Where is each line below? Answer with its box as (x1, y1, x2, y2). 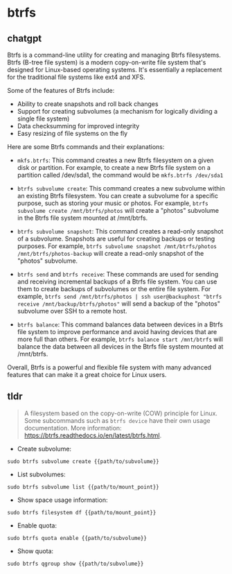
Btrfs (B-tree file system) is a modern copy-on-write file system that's (7, 58, 206, 67)
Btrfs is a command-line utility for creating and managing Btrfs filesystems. (7, 51, 222, 59)
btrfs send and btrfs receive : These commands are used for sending (17, 270, 219, 278)
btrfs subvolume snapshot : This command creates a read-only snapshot (17, 227, 224, 235)
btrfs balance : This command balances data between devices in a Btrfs (17, 320, 224, 329)
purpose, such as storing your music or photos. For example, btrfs (17, 199, 209, 207)
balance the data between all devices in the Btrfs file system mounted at (17, 342, 224, 351)
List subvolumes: (17, 470, 66, 478)
